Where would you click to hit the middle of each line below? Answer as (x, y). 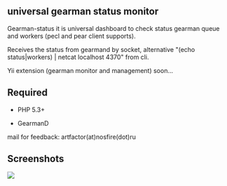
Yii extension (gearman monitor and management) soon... (90, 70)
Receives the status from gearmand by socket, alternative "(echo (101, 49)
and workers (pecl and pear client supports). (72, 36)
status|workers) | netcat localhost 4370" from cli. (78, 57)
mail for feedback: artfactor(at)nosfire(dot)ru (72, 137)
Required (27, 93)
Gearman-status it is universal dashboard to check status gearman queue (113, 28)
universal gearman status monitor (83, 12)
